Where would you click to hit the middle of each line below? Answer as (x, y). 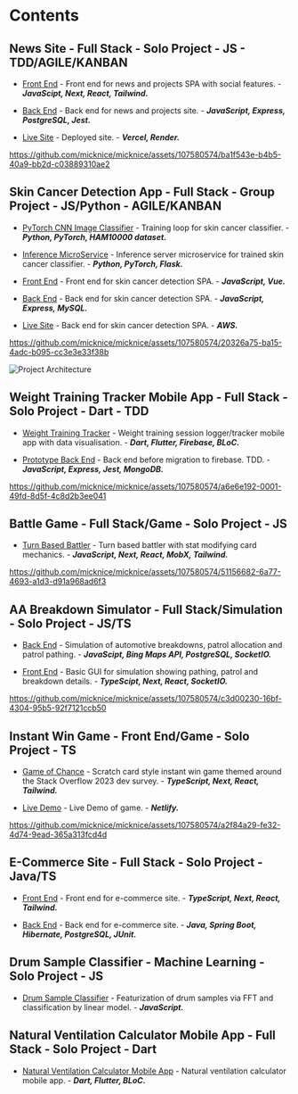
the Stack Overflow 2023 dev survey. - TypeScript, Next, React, (141, 781)
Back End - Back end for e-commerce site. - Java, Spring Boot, (139, 924)
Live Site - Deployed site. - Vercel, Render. (101, 137)
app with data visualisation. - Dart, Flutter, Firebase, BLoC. (131, 442)
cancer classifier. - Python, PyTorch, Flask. (103, 263)
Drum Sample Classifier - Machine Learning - (137, 962)
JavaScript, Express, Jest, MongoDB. (93, 468)
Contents (44, 16)
